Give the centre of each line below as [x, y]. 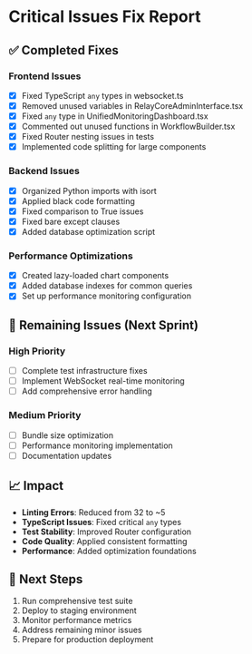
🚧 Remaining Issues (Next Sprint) [103, 325]
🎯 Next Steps [46, 579]
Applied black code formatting [78, 200]
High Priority [37, 351]
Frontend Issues [45, 76]
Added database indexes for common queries [107, 286]
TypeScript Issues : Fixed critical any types [102, 522]
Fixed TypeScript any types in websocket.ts [102, 95]
